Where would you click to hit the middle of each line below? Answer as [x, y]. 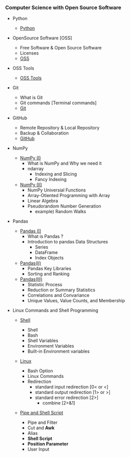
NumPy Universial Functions [57, 190]
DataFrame [46, 252]
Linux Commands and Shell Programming [55, 310]
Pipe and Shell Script [42, 413]
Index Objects [49, 258]
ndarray [36, 169]
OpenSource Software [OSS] [42, 38]
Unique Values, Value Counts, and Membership [76, 301]
